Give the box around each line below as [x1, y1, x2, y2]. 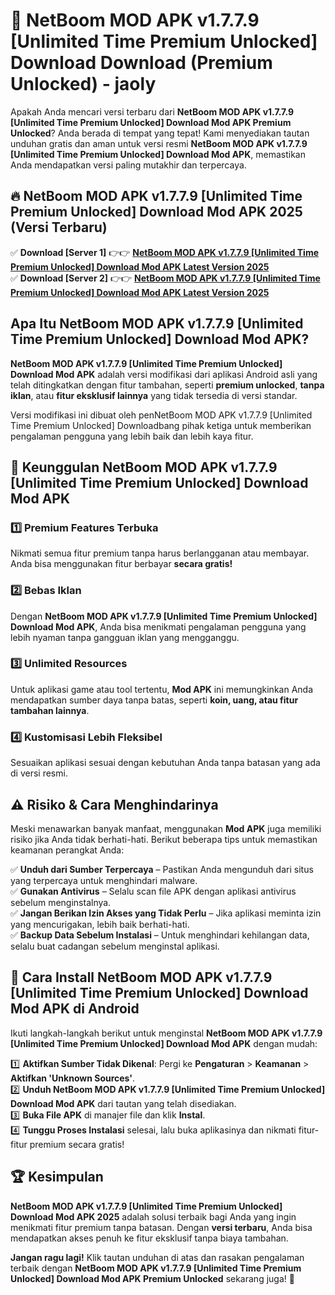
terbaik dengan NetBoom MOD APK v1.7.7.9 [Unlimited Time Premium [10, 1262, 302, 1274]
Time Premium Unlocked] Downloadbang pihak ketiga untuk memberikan [10, 419, 312, 431]
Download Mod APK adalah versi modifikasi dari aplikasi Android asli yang [10, 368, 318, 380]
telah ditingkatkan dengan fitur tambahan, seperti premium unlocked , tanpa [10, 379, 325, 391]
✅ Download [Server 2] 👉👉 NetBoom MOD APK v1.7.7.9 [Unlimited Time [10, 272, 321, 284]
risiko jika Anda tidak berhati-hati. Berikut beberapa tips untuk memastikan [10, 833, 318, 845]
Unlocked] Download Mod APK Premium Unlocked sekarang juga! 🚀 [10, 1272, 295, 1284]
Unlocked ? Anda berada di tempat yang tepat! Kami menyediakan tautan [10, 127, 310, 139]
